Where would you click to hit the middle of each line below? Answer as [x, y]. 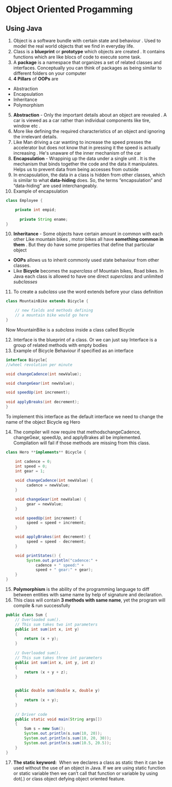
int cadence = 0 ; [34, 461]
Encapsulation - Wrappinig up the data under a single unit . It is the [84, 158]
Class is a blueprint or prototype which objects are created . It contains [89, 51]
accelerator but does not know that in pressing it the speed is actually [87, 148]
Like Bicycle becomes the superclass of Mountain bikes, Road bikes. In [88, 271]
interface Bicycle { [27, 360]
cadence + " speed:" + [60, 565]
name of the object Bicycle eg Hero [43, 422]
